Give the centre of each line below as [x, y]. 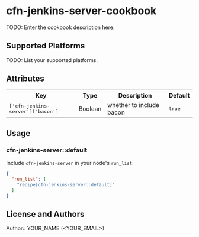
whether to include [134, 105]
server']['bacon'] [34, 111]
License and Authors [45, 214]
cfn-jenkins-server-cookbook [81, 11]
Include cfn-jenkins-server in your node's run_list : [70, 163]
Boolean [90, 109]
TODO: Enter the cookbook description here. [60, 27]
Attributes [25, 79]
